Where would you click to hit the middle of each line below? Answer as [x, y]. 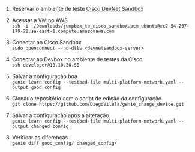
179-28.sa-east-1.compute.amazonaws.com [63, 31]
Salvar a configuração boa [45, 76]
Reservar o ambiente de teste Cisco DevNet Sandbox [78, 9]
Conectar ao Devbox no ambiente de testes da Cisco [77, 59]
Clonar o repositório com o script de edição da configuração [87, 98]
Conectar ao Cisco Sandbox [47, 42]
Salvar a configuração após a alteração [60, 115]
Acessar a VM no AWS [40, 20]
